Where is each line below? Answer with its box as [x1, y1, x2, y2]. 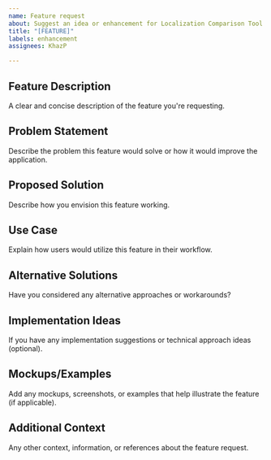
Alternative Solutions [8, 268, 118, 282]
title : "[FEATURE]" [8, 27, 75, 35]
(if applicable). [8, 397, 57, 407]
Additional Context [8, 421, 105, 435]
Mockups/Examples [8, 367, 112, 381]
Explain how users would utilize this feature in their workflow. [8, 245, 213, 254]
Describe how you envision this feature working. [8, 200, 170, 210]
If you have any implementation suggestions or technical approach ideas [8, 335, 252, 345]
